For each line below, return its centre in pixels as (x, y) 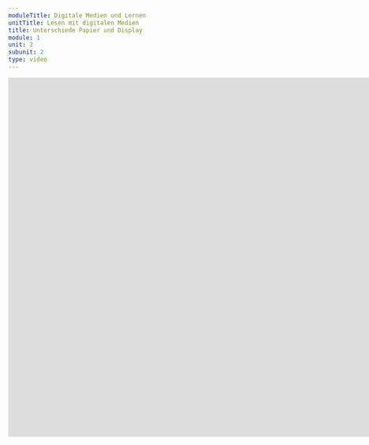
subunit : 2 (26, 52)
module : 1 (24, 37)
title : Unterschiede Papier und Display (76, 30)
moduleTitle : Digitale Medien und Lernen (77, 15)
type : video (28, 60)
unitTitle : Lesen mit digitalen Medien (74, 23)
